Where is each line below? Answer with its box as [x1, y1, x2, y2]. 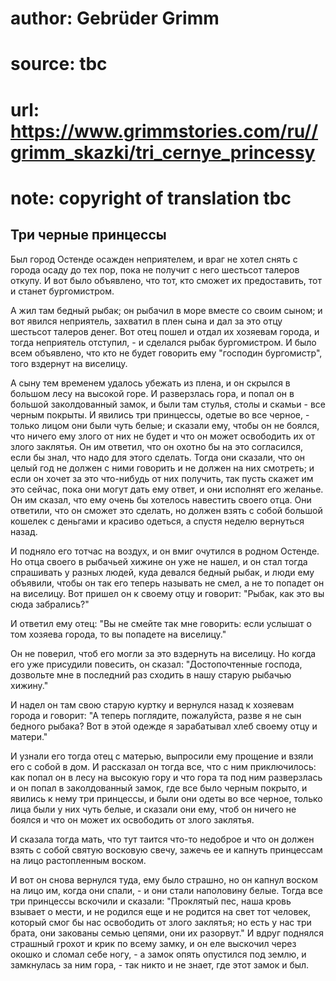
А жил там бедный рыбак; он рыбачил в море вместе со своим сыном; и [10, 304, 323, 316]
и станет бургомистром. [10, 285, 115, 297]
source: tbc [10, 53, 108, 76]
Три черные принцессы [10, 227, 167, 244]
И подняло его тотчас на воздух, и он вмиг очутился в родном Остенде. [10, 545, 320, 557]
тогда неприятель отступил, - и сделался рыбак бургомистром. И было [10, 336, 317, 348]
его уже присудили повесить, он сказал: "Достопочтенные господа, [10, 658, 303, 670]
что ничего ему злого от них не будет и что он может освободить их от [10, 430, 316, 442]
